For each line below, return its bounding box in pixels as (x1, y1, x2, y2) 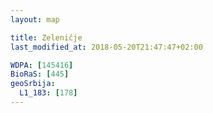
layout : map (10, 14, 60, 25)
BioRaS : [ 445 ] (10, 69, 70, 80)
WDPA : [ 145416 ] (10, 60, 74, 70)
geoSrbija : (10, 79, 56, 89)
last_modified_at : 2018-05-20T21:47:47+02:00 (10, 42, 203, 52)
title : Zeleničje (10, 32, 83, 43)
